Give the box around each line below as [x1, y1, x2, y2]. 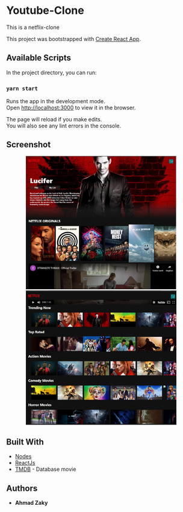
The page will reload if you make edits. [6, 116, 102, 123]
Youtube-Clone [6, 4, 84, 18]
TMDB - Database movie [14, 466, 76, 473]
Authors [6, 483, 38, 493]
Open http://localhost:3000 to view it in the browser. [6, 104, 136, 112]
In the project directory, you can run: [6, 69, 97, 76]
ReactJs [14, 459, 36, 467]
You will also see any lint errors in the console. [6, 122, 122, 130]
